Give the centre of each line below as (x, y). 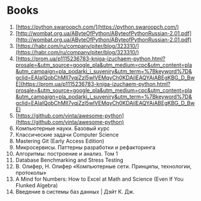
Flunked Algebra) (37, 185)
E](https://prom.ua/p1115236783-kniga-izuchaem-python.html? (93, 84)
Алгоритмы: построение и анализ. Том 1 (67, 153)
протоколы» (31, 172)
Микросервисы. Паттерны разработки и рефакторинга (85, 147)
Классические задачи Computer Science (67, 134)
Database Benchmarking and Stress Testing (69, 160)
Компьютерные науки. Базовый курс (62, 128)
